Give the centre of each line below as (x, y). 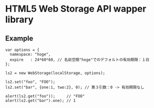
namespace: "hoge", (30, 54)
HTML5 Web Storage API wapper (76, 9)
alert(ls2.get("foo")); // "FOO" (45, 96)
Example (19, 38)
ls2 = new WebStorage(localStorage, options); (55, 73)
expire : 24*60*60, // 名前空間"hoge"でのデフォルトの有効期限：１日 (80, 60)
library (20, 20)
